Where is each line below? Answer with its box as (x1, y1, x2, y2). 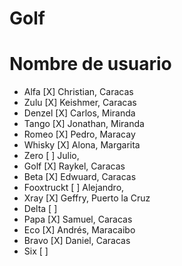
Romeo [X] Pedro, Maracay (23, 128, 136, 141)
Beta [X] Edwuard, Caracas (23, 171, 137, 183)
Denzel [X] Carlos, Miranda (23, 107, 136, 119)
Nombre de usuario (9, 53, 172, 76)
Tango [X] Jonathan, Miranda (23, 118, 145, 130)
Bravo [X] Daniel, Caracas (23, 235, 131, 247)
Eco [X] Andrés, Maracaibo (23, 224, 136, 236)
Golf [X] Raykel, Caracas (23, 160, 126, 172)
